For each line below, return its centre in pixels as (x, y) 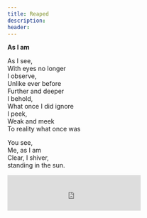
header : (19, 27)
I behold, (20, 99)
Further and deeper (36, 91)
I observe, (22, 76)
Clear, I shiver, (28, 158)
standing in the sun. (36, 165)
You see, (20, 143)
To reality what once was (44, 129)
